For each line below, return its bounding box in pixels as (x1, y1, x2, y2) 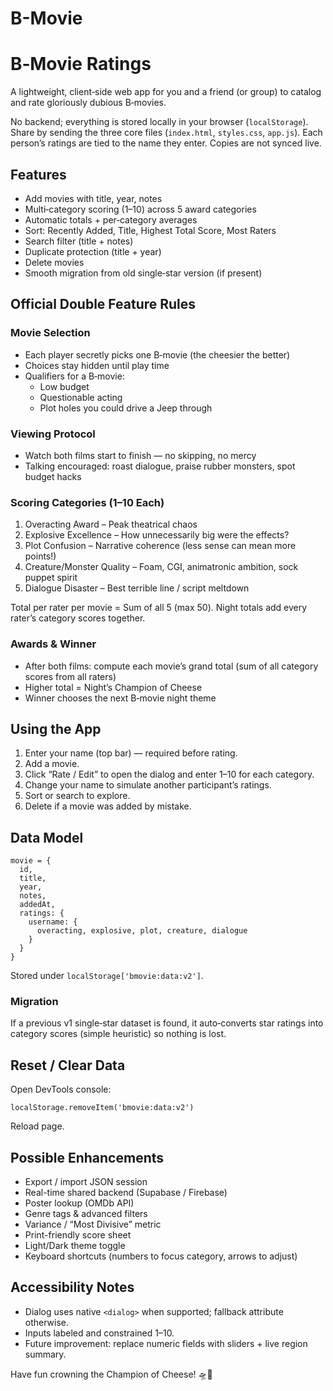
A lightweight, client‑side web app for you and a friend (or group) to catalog (10, 86, 322, 98)
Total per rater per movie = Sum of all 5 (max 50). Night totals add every (10, 602, 308, 614)
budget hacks (24, 470, 82, 482)
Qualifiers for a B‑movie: (24, 370, 125, 382)
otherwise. (24, 1316, 70, 1328)
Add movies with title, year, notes (24, 192, 163, 204)
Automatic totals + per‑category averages (24, 213, 198, 226)
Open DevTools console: (10, 1083, 112, 1096)
